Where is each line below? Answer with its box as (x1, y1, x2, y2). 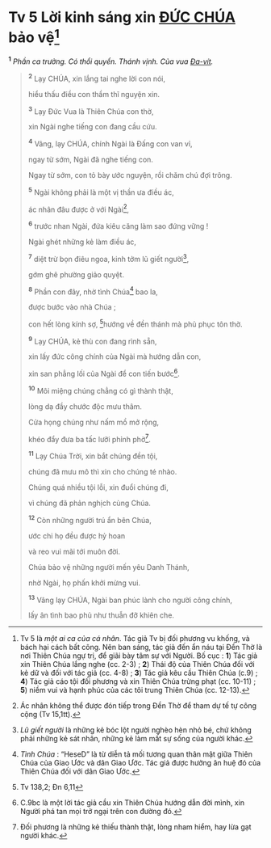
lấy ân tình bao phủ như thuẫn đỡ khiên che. (27, 610, 175, 620)
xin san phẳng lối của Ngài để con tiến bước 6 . (27, 368, 180, 379)
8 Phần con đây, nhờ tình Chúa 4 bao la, (27, 285, 159, 297)
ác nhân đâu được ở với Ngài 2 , (27, 203, 130, 214)
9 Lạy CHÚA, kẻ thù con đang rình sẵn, (27, 335, 157, 346)
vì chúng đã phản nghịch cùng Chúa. (27, 498, 152, 508)
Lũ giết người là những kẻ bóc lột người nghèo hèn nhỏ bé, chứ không (19, 725, 252, 735)
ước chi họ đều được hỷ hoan (27, 530, 126, 541)
